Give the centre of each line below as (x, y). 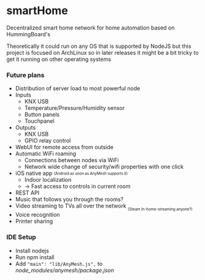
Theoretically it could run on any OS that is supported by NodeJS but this (99, 46)
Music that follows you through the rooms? (69, 200)
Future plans (25, 75)
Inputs (23, 95)
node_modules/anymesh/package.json (65, 270)
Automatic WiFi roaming (46, 154)
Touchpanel (39, 121)
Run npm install (35, 257)
